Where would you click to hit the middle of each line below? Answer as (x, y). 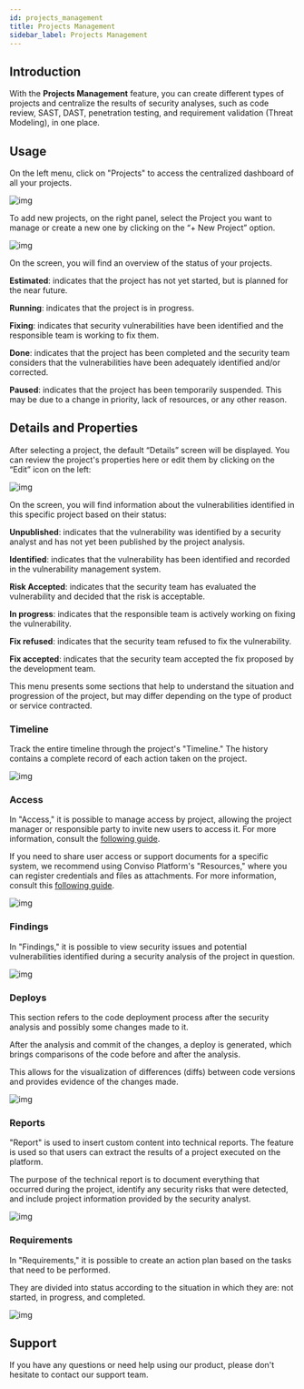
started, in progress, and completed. (78, 1297)
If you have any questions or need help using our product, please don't (142, 1365)
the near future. (39, 290)
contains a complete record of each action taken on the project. (128, 759)
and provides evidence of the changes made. (94, 1081)
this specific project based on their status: (88, 514)
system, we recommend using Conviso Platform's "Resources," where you (148, 867)
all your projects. (41, 182)
